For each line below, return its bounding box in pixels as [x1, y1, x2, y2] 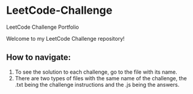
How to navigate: [6, 52, 71, 63]
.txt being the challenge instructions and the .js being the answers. [14, 81, 180, 88]
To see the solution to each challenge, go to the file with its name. [14, 68, 178, 75]
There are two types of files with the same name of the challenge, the [14, 74, 187, 81]
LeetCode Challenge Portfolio [6, 23, 79, 31]
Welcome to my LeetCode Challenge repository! [6, 35, 125, 42]
